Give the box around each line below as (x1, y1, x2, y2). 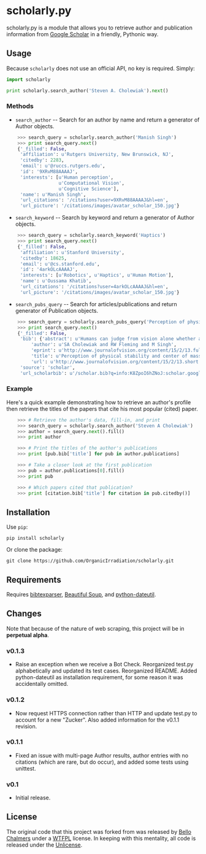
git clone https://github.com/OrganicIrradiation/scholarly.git (6, 558, 174, 564)
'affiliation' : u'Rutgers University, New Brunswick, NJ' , (20, 152, 174, 158)
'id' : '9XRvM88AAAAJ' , (20, 169, 78, 175)
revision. (15, 722, 37, 730)
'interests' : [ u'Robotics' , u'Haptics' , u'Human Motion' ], (20, 272, 174, 279)
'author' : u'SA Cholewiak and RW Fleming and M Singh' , (31, 342, 177, 348)
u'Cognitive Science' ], (58, 185, 120, 192)
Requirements (6, 574, 61, 585)
